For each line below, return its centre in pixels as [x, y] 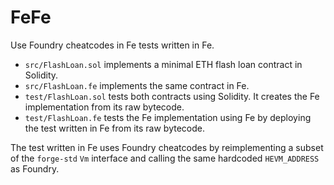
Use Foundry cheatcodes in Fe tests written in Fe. [112, 45]
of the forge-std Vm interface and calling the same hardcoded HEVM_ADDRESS [165, 158]
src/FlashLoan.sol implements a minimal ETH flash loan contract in [163, 64]
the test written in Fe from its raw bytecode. [114, 128]
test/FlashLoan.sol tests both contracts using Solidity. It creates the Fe [172, 96]
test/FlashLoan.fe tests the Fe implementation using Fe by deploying [168, 117]
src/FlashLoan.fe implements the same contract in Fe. [137, 85]
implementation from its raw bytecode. [104, 107]
